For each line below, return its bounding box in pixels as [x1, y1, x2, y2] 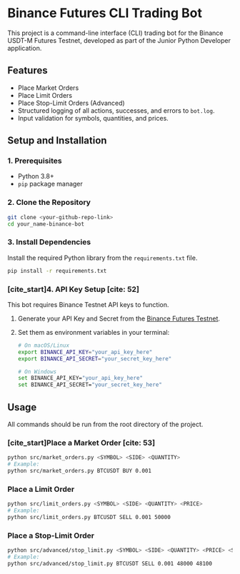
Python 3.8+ [17, 172, 55, 181]
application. [7, 44, 42, 52]
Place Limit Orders [17, 91, 73, 99]
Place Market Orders [17, 84, 79, 92]
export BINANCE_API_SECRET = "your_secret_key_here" [17, 355, 172, 362]
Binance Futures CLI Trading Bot [7, 5, 202, 21]
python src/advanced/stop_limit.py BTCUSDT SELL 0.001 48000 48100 [7, 560, 213, 567]
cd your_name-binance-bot [7, 220, 84, 228]
